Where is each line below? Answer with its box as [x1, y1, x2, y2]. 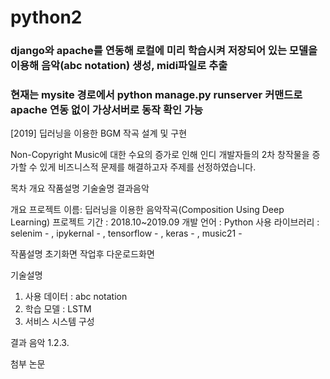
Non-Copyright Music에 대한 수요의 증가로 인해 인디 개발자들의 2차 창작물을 [10, 149, 310, 161]
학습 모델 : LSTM [24, 303, 92, 315]
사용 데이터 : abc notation [24, 291, 128, 303]
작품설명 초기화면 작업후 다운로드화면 [10, 248, 155, 260]
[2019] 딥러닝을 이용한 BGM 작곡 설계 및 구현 [10, 127, 188, 140]
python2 [10, 6, 83, 29]
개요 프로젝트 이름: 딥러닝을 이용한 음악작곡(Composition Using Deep [10, 204, 285, 216]
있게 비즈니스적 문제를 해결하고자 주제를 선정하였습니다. [39, 161, 257, 173]
